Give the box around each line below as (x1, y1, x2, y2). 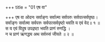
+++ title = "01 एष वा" (5, 4, 47, 10)
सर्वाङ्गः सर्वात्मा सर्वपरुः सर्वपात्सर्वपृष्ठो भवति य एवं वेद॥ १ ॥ (5, 20, 100, 25)
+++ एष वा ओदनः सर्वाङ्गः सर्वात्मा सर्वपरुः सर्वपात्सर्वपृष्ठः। (5, 14, 98, 20)
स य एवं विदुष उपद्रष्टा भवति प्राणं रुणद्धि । (5, 25, 71, 31)
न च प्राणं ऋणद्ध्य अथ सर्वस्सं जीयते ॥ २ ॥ (5, 31, 74, 37)
